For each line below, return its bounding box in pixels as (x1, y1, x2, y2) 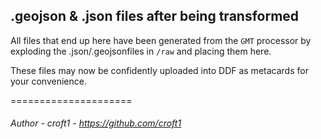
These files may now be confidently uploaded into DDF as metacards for (10, 64, 309, 76)
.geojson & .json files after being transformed (10, 8, 300, 25)
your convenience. (10, 75, 87, 87)
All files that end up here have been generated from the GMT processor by (10, 34, 312, 46)
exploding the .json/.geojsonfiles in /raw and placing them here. (10, 45, 272, 57)
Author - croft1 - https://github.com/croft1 (10, 117, 182, 129)
